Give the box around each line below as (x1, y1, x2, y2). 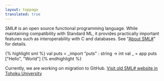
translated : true (5, 12, 41, 17)
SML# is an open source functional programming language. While (5, 25, 138, 31)
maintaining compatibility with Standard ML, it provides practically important (5, 30, 160, 36)
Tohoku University (5, 70, 42, 76)
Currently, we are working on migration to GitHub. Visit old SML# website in (5, 65, 158, 71)
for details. (5, 41, 27, 47)
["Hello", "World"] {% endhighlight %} (5, 55, 82, 61)
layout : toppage (5, 7, 38, 12)
